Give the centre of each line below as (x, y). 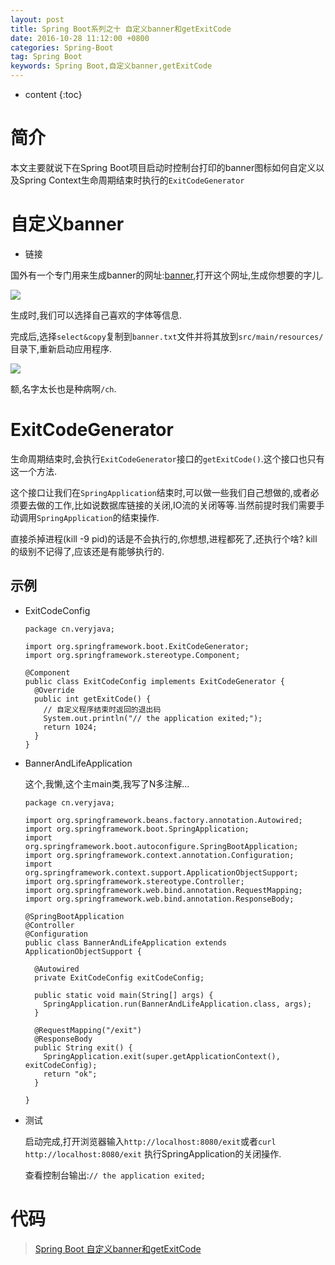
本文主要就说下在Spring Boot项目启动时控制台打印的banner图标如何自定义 (163, 167)
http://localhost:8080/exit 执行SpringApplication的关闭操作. (153, 1153)
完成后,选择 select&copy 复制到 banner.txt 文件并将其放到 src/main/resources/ (167, 336)
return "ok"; (70, 1074)
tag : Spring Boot (46, 57)
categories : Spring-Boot (62, 47)
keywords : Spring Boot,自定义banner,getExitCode (111, 66)
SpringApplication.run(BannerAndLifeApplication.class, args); (177, 1004)
